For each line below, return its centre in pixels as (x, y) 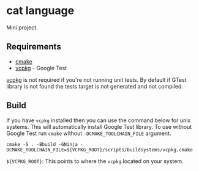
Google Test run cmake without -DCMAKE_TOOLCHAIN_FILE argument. (89, 133)
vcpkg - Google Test (41, 68)
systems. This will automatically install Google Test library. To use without (99, 126)
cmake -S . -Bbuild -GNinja (42, 144)
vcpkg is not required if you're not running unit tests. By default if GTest (96, 79)
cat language (40, 11)
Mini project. (22, 27)
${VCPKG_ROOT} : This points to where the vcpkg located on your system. (95, 161)
